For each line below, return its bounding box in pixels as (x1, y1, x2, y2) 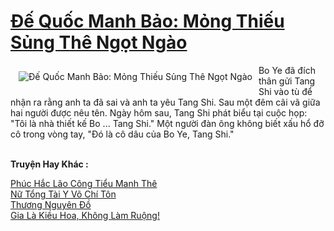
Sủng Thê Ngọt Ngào (10, 31, 188, 54)
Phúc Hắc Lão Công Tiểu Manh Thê (10, 177, 158, 189)
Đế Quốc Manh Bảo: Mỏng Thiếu (10, 10, 285, 33)
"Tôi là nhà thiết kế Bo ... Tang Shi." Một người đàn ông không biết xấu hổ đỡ (10, 117, 325, 129)
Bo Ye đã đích (258, 64, 317, 76)
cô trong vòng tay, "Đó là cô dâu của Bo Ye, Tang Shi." (10, 128, 235, 140)
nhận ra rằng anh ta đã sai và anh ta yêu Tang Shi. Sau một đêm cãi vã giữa (10, 96, 321, 108)
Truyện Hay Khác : (10, 158, 89, 170)
